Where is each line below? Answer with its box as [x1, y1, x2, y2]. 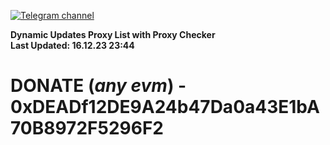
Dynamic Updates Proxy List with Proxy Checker [10, 29, 216, 40]
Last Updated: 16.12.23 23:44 [10, 40, 135, 51]
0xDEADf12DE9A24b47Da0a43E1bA [10, 96, 320, 119]
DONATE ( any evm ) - [10, 75, 187, 97]
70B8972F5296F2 [10, 117, 164, 140]
